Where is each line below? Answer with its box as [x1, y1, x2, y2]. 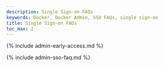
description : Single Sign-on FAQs [6, 8, 94, 15]
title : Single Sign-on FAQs [6, 20, 77, 26]
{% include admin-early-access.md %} [6, 42, 104, 49]
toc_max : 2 [6, 25, 34, 32]
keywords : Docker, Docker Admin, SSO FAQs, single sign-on [6, 14, 159, 21]
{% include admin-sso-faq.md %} [6, 54, 91, 61]
